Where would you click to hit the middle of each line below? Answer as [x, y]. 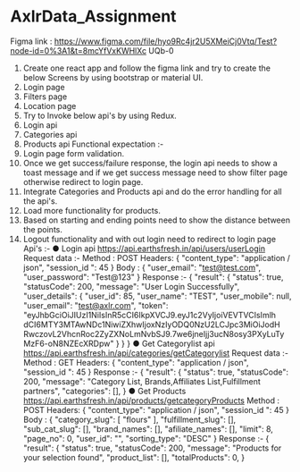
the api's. [40, 201]
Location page [50, 105]
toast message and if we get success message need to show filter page [155, 173]
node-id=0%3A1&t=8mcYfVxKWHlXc [78, 50]
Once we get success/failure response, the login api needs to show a [150, 163]
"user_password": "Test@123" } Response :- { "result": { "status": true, [153, 277]
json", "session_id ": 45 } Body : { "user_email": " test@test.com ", [142, 267]
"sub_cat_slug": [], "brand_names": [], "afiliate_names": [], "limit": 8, [148, 429]
